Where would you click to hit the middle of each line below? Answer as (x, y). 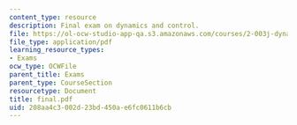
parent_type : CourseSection (61, 83)
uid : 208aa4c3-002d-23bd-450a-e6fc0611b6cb (91, 107)
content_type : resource (53, 17)
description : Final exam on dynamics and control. (104, 26)
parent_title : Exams (47, 75)
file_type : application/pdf (61, 42)
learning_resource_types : (57, 50)
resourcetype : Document (53, 91)
